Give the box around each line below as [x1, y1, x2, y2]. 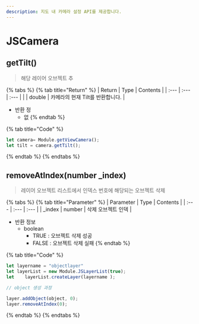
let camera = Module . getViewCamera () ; [6, 137, 100, 143]
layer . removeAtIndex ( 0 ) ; [6, 301, 68, 307]
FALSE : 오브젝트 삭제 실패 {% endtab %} [32, 240, 131, 247]
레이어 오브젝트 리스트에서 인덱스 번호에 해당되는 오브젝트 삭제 [20, 187, 165, 194]
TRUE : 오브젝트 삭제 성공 [32, 232, 93, 240]
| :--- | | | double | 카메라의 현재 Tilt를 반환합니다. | [6, 93, 125, 100]
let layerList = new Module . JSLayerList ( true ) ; [6, 269, 127, 275]
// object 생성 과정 [6, 285, 52, 291]
